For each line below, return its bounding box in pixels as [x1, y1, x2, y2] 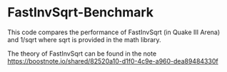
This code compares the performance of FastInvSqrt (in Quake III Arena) [7, 28, 221, 36]
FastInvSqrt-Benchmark [7, 4, 154, 21]
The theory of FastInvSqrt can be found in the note [7, 49, 157, 58]
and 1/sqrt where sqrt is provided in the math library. [7, 35, 162, 43]
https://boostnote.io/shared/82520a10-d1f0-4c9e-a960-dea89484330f [7, 56, 219, 65]
